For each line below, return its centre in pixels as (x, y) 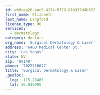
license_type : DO (23, 24)
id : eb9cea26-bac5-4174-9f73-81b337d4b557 (50, 10)
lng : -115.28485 (27, 80)
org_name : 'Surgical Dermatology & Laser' (50, 43)
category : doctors (24, 38)
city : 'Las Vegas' (24, 52)
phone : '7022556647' (27, 66)
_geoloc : (14, 75)
